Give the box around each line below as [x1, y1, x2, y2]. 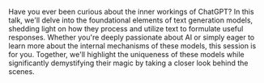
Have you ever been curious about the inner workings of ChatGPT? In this [8, 7, 254, 16]
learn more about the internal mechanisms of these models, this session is [8, 41, 257, 51]
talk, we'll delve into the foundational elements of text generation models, [8, 15, 253, 25]
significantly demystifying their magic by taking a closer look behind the [8, 58, 249, 68]
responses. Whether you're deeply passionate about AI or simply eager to [8, 32, 255, 42]
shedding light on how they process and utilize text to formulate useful [8, 24, 244, 33]
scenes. [8, 67, 35, 76]
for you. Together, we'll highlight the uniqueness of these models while [8, 50, 245, 59]
